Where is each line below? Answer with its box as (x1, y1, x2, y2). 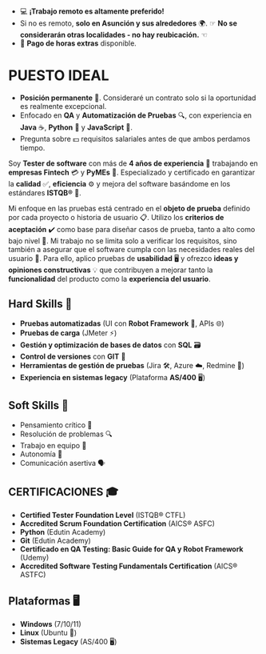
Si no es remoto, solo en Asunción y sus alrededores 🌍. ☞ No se (19, 18, 238, 28)
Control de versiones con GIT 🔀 (19, 351, 126, 361)
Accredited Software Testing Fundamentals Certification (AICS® (19, 561, 238, 571)
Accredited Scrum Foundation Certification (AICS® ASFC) (19, 519, 216, 528)
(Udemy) (19, 553, 50, 563)
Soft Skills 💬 (8, 399, 69, 412)
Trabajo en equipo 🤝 (19, 440, 87, 450)
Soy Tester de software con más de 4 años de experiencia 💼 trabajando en (8, 158, 258, 168)
